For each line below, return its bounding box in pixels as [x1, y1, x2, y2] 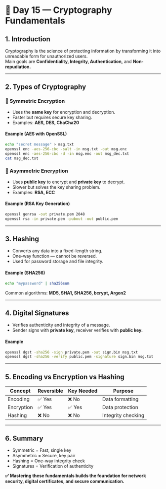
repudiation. [5, 64, 31, 70]
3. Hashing [5, 235, 40, 243]
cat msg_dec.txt [5, 156, 39, 161]
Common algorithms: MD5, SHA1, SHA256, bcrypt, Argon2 [5, 290, 126, 296]
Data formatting [102, 396, 139, 403]
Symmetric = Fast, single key [12, 447, 72, 453]
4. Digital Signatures [5, 309, 69, 317]
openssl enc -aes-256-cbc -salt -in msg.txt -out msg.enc [5, 146, 127, 151]
